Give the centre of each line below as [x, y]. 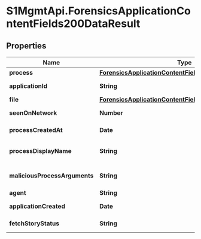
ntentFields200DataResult [73, 24]
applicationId [28, 86]
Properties [26, 46]
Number [112, 113]
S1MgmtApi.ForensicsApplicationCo [99, 11]
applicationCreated [37, 206]
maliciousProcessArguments [51, 176]
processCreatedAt [36, 130]
